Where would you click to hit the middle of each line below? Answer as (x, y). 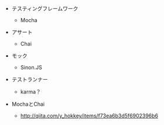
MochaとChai (28, 104)
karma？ (30, 92)
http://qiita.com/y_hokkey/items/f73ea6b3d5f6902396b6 (89, 116)
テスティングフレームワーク (45, 8)
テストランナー (30, 79)
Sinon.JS (31, 67)
